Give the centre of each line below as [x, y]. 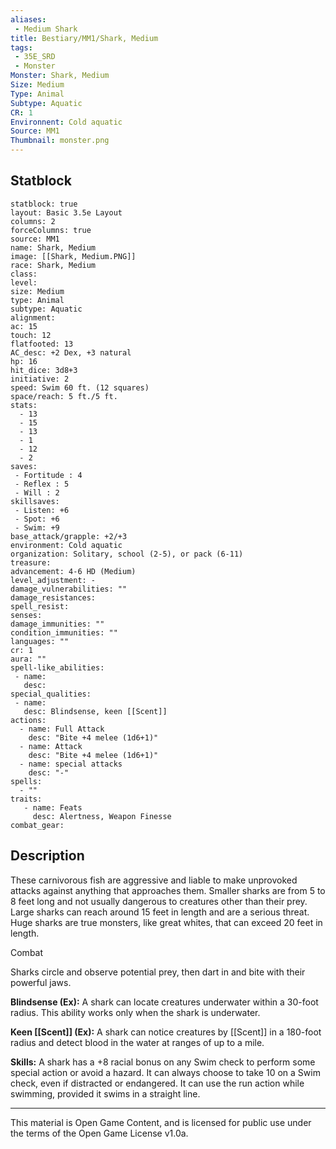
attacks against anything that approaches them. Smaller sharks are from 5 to [168, 890]
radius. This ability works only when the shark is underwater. [135, 1012]
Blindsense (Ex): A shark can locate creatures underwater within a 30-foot [164, 1002]
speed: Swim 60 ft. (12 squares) [80, 387]
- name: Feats [53, 807]
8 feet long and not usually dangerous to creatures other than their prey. [159, 901]
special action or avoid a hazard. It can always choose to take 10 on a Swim [165, 1072]
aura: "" [28, 659]
